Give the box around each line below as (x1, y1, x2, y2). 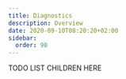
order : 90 (15, 41, 48, 49)
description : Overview (8, 19, 83, 27)
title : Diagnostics (8, 11, 73, 20)
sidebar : (8, 34, 37, 42)
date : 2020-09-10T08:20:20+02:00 (8, 26, 119, 34)
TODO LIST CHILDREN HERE (8, 63, 102, 73)
